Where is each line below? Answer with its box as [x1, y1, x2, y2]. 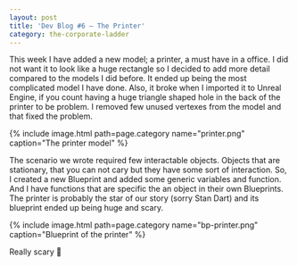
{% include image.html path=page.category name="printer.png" [9, 129, 245, 139]
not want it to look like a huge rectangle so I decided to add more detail [9, 63, 270, 74]
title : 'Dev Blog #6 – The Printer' [9, 21, 145, 30]
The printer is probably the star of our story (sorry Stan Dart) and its [9, 193, 260, 204]
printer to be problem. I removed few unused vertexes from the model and [9, 102, 282, 112]
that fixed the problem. [9, 111, 94, 121]
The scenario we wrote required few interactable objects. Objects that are [9, 155, 281, 166]
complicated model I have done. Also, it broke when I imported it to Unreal [9, 82, 282, 94]
